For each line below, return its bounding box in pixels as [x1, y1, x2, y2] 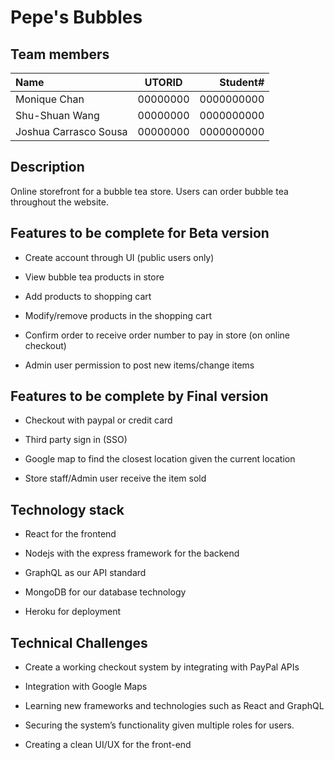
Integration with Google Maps [24, 681, 148, 693]
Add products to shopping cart [24, 290, 152, 302]
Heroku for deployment [24, 606, 122, 618]
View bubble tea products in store [24, 271, 165, 283]
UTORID [144, 76, 183, 89]
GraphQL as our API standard [24, 567, 147, 579]
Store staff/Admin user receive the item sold [24, 472, 207, 485]
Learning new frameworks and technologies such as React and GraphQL [24, 700, 325, 712]
